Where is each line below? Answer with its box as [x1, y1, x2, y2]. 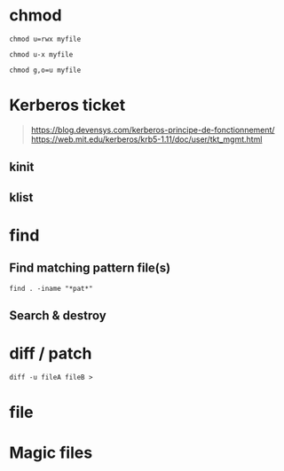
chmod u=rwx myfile [9, 35, 82, 43]
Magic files [9, 443, 93, 463]
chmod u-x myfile [9, 50, 74, 59]
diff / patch [9, 343, 92, 364]
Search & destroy [9, 308, 106, 324]
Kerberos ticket [9, 95, 126, 115]
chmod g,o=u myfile [9, 66, 82, 75]
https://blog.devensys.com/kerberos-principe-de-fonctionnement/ [30, 124, 275, 135]
